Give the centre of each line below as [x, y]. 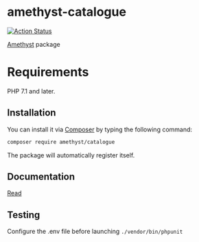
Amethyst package [34, 44]
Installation [32, 113]
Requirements [48, 72]
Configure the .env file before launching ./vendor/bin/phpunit [95, 232]
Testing [24, 215]
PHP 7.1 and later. [31, 91]
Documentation [41, 176]
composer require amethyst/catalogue [61, 142]
